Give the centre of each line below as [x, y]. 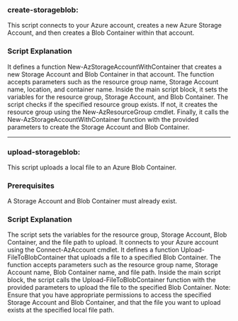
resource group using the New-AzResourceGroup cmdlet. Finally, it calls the [118, 112]
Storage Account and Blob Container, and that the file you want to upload [114, 303]
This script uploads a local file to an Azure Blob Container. [92, 167]
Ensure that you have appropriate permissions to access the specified [109, 295]
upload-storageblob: [44, 152]
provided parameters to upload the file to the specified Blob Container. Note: [119, 288]
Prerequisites [31, 186]
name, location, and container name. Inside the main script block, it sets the [118, 89]
